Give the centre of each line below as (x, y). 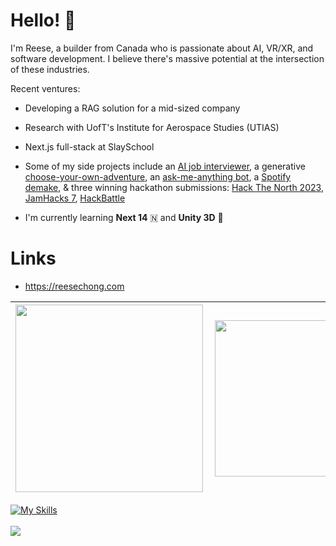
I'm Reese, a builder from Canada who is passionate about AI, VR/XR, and (162, 48)
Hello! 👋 (43, 20)
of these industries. (50, 69)
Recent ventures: (45, 88)
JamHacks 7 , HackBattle (75, 198)
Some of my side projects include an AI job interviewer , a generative (165, 166)
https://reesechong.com (74, 286)
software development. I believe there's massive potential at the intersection (167, 58)
